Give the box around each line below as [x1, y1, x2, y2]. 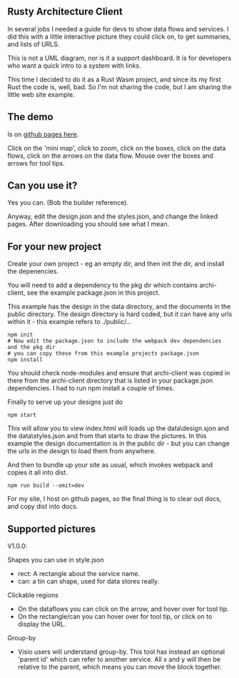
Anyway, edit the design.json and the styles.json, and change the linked [7, 212, 218, 221]
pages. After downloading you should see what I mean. [7, 220, 170, 228]
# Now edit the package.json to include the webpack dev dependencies [7, 338, 222, 345]
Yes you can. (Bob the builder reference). [7, 198, 128, 207]
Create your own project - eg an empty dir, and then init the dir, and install [7, 260, 225, 268]
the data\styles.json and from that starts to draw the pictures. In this [7, 432, 207, 440]
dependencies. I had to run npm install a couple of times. [7, 384, 175, 393]
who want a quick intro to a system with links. [7, 61, 141, 70]
